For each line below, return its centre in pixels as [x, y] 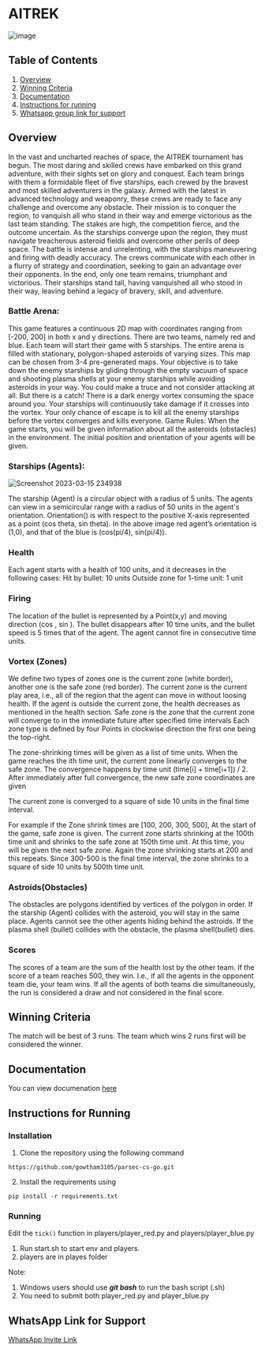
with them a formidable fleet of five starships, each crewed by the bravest [128, 181]
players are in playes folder [63, 1257]
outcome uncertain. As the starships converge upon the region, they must [128, 232]
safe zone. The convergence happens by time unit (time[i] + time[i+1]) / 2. [128, 769]
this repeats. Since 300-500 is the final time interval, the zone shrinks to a [129, 859]
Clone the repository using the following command [102, 1152]
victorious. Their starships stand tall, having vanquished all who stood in [125, 282]
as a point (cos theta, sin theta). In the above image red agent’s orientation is [132, 524]
